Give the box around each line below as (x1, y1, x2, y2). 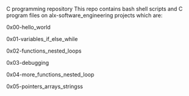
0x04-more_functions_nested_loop (6, 71, 94, 78)
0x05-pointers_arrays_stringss (6, 83, 84, 90)
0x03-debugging (6, 59, 49, 66)
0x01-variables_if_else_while (6, 35, 78, 42)
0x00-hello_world (6, 24, 51, 31)
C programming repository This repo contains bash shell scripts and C (6, 6, 183, 12)
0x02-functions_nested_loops (6, 47, 82, 54)
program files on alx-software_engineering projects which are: (6, 12, 163, 19)
